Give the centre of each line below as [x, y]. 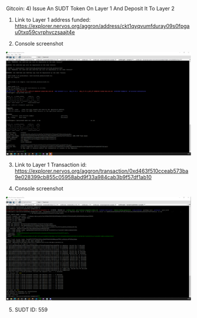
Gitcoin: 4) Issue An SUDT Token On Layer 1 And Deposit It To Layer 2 [90, 8]
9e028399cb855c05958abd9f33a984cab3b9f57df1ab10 [83, 177]
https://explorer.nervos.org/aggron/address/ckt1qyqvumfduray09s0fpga [102, 26]
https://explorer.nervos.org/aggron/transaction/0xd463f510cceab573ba [101, 171]
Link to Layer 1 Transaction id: [50, 165]
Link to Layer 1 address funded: [52, 20]
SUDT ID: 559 [31, 310]
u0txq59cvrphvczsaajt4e [45, 32]
